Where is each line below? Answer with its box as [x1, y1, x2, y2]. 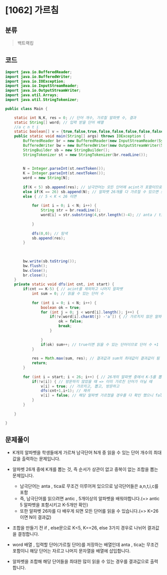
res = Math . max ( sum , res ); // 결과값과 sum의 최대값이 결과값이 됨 [31, 356, 160, 361]
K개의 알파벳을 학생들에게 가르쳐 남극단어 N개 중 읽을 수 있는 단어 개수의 [12, 450, 153, 456]
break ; [58, 324, 72, 329]
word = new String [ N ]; [23, 175, 70, 181]
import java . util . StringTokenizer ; [5, 98, 79, 103]
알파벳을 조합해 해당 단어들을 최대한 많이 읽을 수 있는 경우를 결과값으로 [12, 559, 149, 565]
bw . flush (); [23, 263, 48, 268]
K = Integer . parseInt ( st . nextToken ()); [23, 171, 106, 176]
